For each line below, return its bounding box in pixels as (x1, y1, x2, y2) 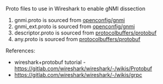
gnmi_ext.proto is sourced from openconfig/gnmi (14, 23, 135, 30)
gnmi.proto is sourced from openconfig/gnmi (14, 17, 125, 23)
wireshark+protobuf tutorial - (14, 59, 86, 66)
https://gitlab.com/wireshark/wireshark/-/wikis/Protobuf (14, 65, 153, 72)
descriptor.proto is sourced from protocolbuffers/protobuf (14, 29, 157, 36)
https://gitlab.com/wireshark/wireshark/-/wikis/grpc (14, 71, 143, 78)
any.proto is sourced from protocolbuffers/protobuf (14, 36, 141, 42)
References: (5, 47, 35, 54)
